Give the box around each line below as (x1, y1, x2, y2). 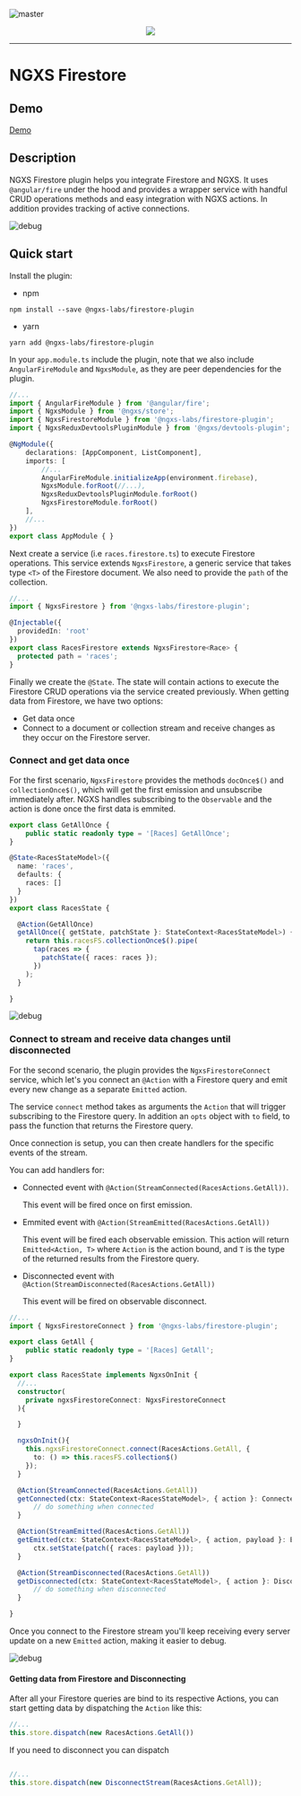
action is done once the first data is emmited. (9, 803, 176, 814)
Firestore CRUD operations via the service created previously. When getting (9, 686, 289, 696)
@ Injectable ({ (9, 618, 63, 627)
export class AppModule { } (9, 531, 115, 540)
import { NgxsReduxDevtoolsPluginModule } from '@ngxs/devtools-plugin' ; (9, 424, 291, 433)
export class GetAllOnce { (9, 820, 110, 829)
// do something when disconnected (32, 1585, 167, 1594)
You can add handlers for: (9, 1164, 105, 1175)
